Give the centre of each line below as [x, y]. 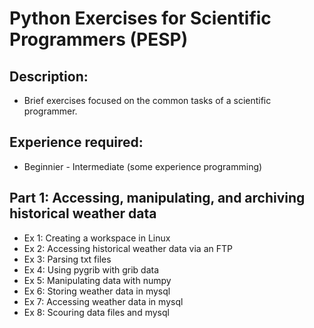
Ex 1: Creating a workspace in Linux [97, 238]
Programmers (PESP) [99, 39]
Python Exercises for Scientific [140, 18]
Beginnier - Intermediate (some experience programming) [143, 166]
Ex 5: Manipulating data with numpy [97, 280]
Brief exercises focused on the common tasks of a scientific [147, 100]
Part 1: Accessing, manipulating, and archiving [157, 198]
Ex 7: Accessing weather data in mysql [103, 301]
